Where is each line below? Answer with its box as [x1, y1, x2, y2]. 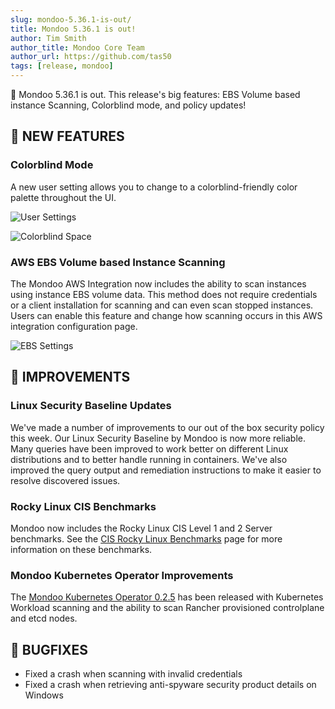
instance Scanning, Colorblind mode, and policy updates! [10, 99, 247, 111]
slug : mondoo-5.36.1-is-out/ [10, 14, 132, 25]
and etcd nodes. [10, 612, 78, 625]
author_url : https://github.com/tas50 [10, 52, 172, 62]
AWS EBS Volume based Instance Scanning [10, 255, 226, 269]
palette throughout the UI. [10, 191, 117, 203]
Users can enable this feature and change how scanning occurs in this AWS [10, 309, 323, 321]
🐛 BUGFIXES [10, 641, 89, 658]
